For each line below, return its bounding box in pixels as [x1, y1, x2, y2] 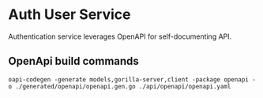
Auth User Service [8, 6, 131, 24]
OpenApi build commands [8, 55, 140, 68]
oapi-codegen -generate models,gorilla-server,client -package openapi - [8, 75, 257, 84]
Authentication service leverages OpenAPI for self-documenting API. [8, 32, 232, 41]
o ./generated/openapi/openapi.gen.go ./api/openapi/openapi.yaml [8, 82, 231, 90]
